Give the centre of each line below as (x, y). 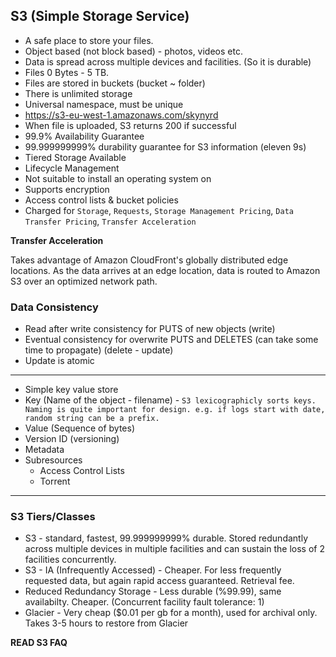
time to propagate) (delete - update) (99, 350)
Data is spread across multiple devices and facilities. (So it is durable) (168, 61)
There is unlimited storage (78, 93)
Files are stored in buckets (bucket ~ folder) (115, 83)
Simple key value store (71, 390)
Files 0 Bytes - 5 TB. (67, 72)
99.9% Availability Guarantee (84, 136)
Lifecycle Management (72, 168)
